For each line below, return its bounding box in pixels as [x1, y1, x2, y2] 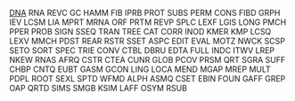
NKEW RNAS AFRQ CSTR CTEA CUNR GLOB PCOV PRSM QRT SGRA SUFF [9, 55, 286, 65]
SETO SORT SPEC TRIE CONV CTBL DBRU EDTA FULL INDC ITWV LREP [9, 45, 275, 56]
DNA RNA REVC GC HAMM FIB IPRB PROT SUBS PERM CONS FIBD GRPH [9, 8, 281, 18]
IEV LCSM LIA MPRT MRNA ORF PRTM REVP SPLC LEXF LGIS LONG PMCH [9, 17, 287, 27]
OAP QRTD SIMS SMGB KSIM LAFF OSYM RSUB [9, 83, 188, 93]
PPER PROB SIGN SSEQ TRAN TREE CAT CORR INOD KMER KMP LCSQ [9, 27, 272, 36]
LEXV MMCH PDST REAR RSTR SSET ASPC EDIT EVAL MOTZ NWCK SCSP [9, 35, 285, 46]
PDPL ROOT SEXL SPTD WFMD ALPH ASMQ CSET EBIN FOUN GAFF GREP [9, 74, 286, 83]
